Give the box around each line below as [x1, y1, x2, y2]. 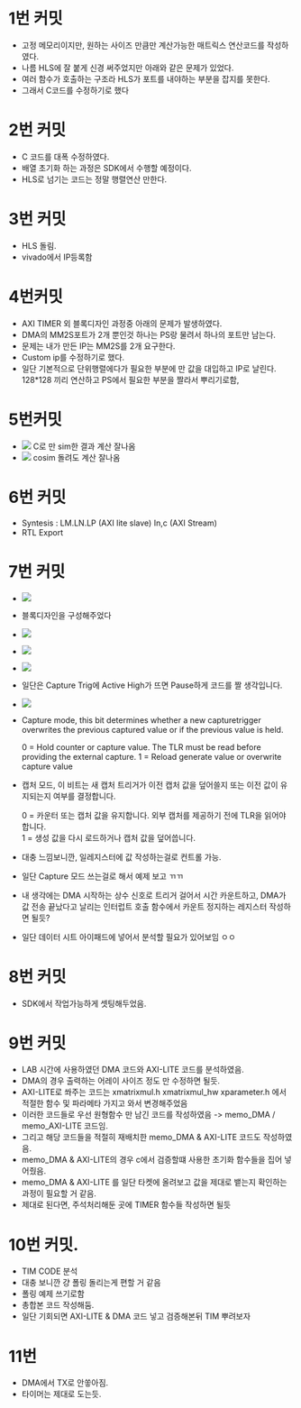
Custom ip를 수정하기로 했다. [21, 352, 125, 362]
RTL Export [21, 526, 64, 537]
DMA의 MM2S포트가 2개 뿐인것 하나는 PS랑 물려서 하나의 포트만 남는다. [21, 329, 277, 340]
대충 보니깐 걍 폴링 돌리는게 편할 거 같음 [21, 1277, 161, 1288]
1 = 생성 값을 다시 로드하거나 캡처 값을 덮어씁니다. [21, 832, 196, 843]
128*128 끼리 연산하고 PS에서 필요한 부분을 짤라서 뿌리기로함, [21, 374, 240, 385]
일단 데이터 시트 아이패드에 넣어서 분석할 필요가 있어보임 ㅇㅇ [21, 931, 236, 942]
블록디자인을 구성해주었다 [21, 609, 112, 620]
